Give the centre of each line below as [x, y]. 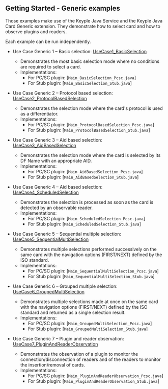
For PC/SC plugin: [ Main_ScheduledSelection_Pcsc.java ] [86, 218]
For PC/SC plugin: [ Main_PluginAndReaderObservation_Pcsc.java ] [96, 376]
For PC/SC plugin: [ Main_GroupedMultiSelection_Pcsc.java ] [90, 323]
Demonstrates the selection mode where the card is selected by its [90, 155]
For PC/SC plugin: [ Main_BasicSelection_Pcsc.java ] [82, 77]
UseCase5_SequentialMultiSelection [51, 239]
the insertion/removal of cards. [53, 364]
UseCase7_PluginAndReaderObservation [55, 344]
